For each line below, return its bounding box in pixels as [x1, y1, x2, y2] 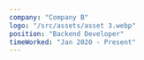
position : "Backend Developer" [9, 29, 125, 38]
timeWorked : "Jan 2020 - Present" [9, 37, 137, 47]
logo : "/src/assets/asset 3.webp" [9, 21, 137, 30]
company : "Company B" [9, 12, 89, 22]
